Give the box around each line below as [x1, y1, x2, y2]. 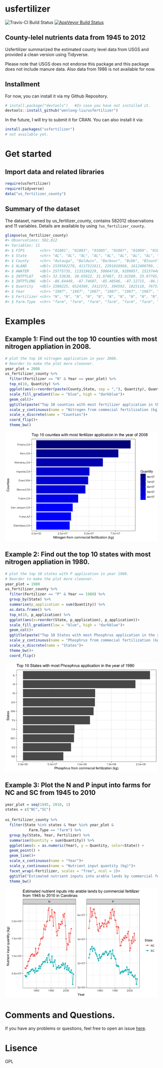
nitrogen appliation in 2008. [5, 343, 91, 351]
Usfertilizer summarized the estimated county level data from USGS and [5, 46, 149, 52]
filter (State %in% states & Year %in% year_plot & [9, 822, 114, 827]
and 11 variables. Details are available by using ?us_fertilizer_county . [5, 223, 146, 229]
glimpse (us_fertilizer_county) [5, 233, 68, 238]
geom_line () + [9, 853, 36, 858]
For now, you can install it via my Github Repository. [5, 93, 108, 99]
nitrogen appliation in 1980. [5, 558, 90, 566]
